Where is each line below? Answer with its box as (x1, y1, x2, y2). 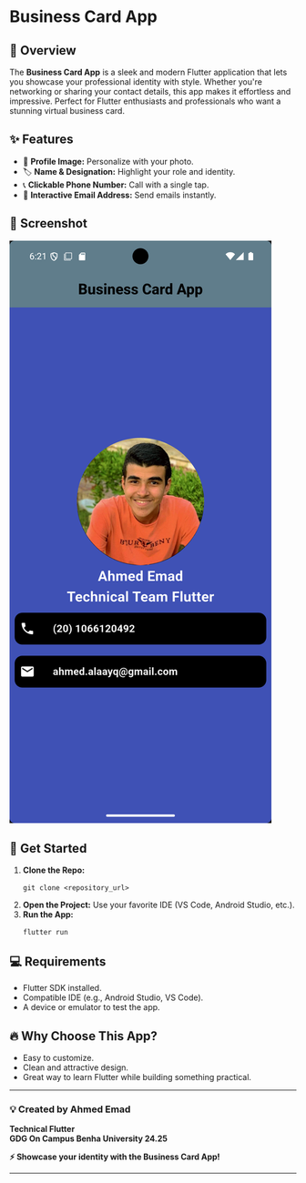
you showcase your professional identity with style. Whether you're (9, 76, 262, 87)
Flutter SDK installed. (22, 983, 102, 994)
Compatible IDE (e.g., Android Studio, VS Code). (22, 992, 204, 1003)
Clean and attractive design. (22, 1062, 129, 1073)
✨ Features (9, 132, 74, 147)
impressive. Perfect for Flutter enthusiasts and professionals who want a (9, 96, 281, 106)
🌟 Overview (9, 43, 76, 58)
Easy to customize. (22, 1053, 94, 1064)
